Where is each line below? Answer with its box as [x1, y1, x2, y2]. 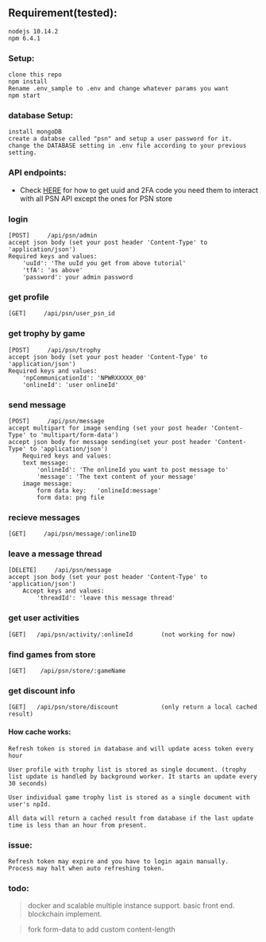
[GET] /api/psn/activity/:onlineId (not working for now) [8, 631, 237, 639]
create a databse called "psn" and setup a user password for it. [8, 135, 233, 143]
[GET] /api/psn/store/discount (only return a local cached [8, 703, 258, 712]
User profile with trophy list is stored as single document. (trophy [8, 766, 247, 774]
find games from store [8, 649, 96, 660]
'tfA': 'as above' [22, 266, 83, 274]
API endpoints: [8, 167, 67, 178]
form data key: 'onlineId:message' [37, 486, 161, 495]
